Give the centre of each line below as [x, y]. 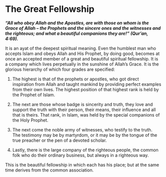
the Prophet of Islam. [34, 95]
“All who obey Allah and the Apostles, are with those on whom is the [77, 23]
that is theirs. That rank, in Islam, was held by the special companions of [86, 115]
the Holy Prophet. [30, 120]
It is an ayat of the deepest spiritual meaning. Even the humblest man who [81, 48]
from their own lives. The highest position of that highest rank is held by [85, 89]
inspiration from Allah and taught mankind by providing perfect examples [87, 84]
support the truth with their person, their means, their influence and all [84, 110]
